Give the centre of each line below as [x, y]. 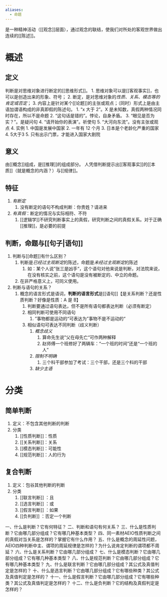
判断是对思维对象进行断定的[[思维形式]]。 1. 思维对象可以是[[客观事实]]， [80, 90]
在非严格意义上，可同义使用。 [50, 281]
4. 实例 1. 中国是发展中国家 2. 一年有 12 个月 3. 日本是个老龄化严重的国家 [85, 128]
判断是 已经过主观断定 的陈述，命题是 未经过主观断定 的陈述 [79, 262]
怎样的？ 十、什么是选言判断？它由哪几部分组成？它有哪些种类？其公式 [86, 571]
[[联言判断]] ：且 [37, 497]
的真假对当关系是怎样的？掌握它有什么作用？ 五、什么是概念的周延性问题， [82, 539]
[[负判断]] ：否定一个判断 [45, 516]
